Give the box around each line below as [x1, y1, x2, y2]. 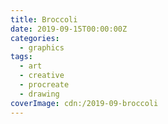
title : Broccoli [10, 14, 78, 25]
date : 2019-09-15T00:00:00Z [10, 24, 128, 34]
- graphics [19, 42, 65, 53]
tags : [10, 52, 33, 62]
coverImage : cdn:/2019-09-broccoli [10, 98, 159, 108]
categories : [10, 33, 60, 43]
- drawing [19, 89, 60, 99]
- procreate [19, 80, 70, 90]
